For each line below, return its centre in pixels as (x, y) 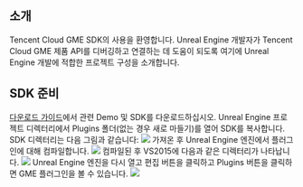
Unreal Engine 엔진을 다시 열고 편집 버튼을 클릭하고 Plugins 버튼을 (150, 162)
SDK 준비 (34, 93)
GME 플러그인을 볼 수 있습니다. (73, 173)
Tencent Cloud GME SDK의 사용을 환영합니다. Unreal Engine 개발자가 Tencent (151, 40)
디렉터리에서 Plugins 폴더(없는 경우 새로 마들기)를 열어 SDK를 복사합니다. (156, 128)
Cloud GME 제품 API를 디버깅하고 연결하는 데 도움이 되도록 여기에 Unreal (139, 51)
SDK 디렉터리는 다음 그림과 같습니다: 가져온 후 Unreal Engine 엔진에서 (139, 139)
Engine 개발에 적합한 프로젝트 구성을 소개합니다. (95, 62)
